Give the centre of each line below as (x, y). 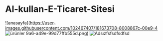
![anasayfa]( (18, 23)
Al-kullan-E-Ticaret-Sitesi (60, 9)
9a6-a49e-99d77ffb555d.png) (57, 33)
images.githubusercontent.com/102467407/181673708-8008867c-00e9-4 (81, 28)
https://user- (43, 23)
